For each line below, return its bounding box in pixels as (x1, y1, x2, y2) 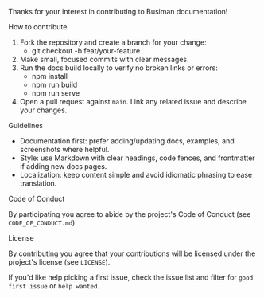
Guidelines (8, 121, 44, 130)
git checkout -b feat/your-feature (31, 46, 141, 55)
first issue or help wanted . (8, 281, 100, 290)
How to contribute (8, 22, 68, 31)
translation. (19, 178, 57, 188)
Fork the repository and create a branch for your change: (19, 37, 207, 47)
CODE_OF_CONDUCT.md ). (8, 218, 77, 227)
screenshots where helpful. (19, 145, 110, 154)
